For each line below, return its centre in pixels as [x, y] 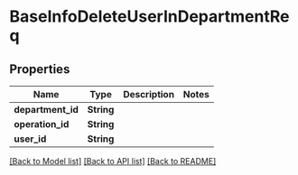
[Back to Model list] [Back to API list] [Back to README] [113, 161]
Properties [40, 69]
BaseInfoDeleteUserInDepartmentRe [149, 17]
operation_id [42, 124]
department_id [47, 110]
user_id [30, 139]
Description [149, 94]
